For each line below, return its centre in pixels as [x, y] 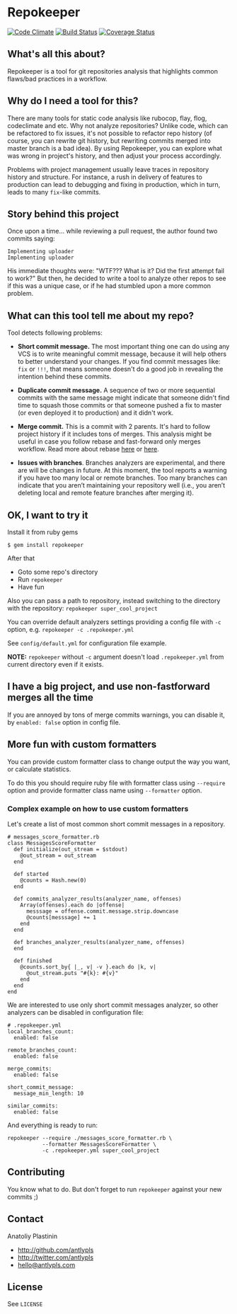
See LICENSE [25, 1304]
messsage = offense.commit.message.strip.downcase [102, 911]
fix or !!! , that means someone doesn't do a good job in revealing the [120, 369]
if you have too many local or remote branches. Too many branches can [122, 478]
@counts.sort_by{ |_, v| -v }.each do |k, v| [88, 967]
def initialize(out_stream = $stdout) [71, 849]
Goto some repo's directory [58, 572]
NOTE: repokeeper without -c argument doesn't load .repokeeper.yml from [116, 657]
